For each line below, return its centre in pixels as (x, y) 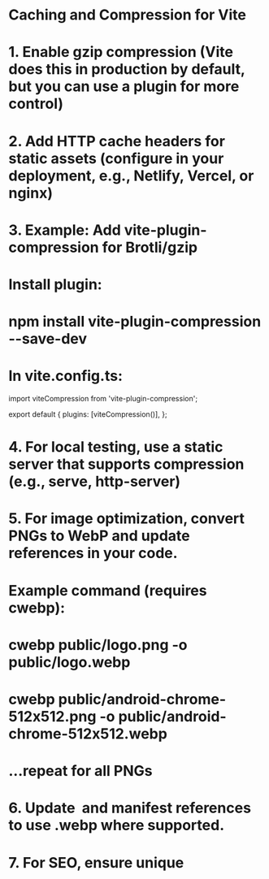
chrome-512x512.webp (88, 734)
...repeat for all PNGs (80, 771)
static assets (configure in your (116, 158)
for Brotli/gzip (150, 247)
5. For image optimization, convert (127, 519)
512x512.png (52, 717)
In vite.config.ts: (66, 376)
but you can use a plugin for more (124, 87)
